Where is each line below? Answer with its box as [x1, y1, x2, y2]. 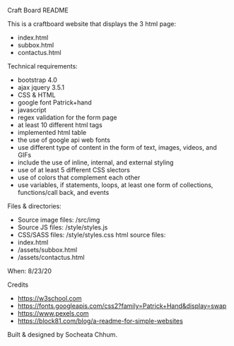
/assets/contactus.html [17, 253, 85, 261]
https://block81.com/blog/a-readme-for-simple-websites [17, 317, 184, 325]
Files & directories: [7, 202, 62, 210]
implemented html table [17, 129, 87, 136]
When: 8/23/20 [7, 267, 52, 275]
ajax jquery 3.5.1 [17, 83, 65, 91]
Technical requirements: [7, 62, 78, 70]
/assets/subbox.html [17, 246, 78, 253]
